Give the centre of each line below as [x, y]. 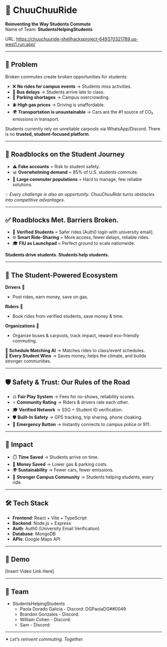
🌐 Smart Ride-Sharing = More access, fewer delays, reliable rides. [81, 237]
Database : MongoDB [34, 534]
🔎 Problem [21, 65]
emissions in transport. [36, 119]
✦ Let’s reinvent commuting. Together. [44, 639]
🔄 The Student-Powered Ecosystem [62, 275]
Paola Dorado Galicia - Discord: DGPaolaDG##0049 [73, 609]
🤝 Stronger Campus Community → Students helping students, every [83, 477]
